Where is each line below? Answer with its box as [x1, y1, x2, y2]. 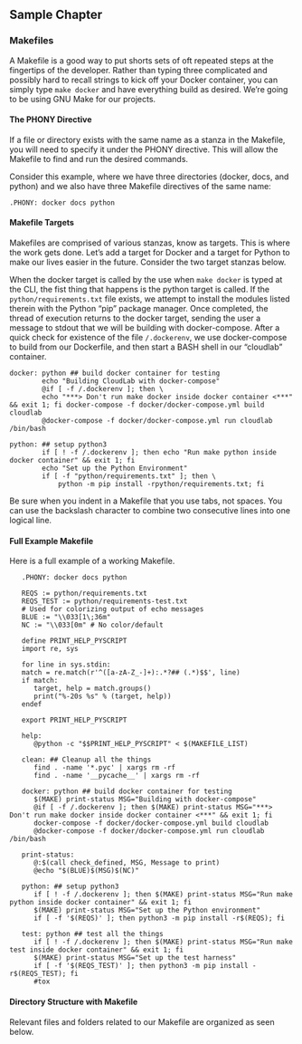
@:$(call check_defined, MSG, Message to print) [33, 858, 221, 867]
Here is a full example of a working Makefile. [9, 556, 175, 567]
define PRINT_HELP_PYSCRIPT [21, 637, 127, 646]
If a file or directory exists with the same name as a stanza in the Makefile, [9, 134, 286, 145]
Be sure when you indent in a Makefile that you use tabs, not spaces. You [9, 495, 283, 506]
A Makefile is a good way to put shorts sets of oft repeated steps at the [9, 54, 274, 66]
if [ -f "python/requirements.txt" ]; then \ [42, 472, 217, 481]
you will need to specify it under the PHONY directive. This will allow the [9, 144, 278, 155]
